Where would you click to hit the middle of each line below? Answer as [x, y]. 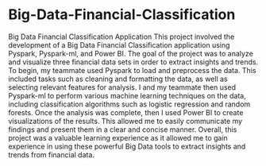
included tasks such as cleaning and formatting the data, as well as [118, 79]
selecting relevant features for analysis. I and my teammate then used [122, 87]
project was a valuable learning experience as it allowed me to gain [118, 137]
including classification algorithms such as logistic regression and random [129, 104]
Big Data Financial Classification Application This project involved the [121, 37]
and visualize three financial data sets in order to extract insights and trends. [133, 62]
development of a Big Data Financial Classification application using [119, 44]
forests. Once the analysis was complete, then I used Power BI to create [126, 112]
